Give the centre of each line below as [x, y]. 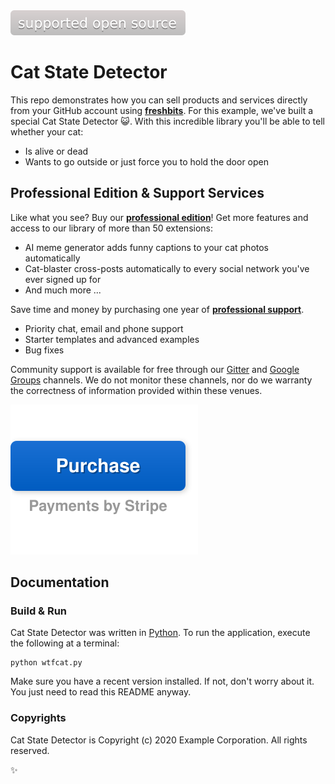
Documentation [60, 582]
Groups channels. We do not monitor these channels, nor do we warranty [161, 380]
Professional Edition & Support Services [137, 193]
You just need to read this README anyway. [101, 692]
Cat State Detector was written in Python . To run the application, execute [160, 633]
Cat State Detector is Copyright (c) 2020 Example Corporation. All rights [159, 740]
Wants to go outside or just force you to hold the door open [147, 161]
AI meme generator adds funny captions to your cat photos [147, 247]
